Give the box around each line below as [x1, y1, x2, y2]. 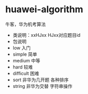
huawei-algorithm [5, 4, 83, 15]
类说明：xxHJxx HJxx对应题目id [12, 32, 81, 38]
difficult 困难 [12, 70, 39, 76]
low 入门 [12, 44, 31, 51]
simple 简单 [12, 51, 37, 57]
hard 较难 [12, 64, 33, 70]
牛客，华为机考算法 [5, 21, 46, 27]
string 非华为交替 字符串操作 [12, 83, 73, 89]
